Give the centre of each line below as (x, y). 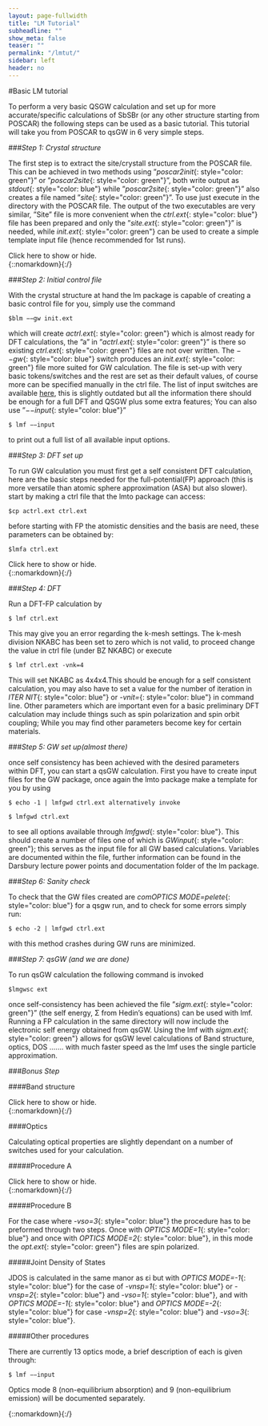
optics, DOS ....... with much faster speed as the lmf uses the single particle (132, 1047)
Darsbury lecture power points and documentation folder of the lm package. (134, 866)
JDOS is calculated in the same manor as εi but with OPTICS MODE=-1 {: (127, 1277)
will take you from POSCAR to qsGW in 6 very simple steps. (106, 132)
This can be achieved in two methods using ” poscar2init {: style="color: (126, 171)
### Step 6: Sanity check (49, 881)
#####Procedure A (40, 1166)
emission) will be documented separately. (77, 1398)
